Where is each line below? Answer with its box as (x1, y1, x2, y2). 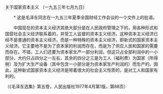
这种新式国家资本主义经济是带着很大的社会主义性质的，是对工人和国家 (13, 67, 154, 73)
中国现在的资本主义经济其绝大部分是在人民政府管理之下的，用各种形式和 (13, 25, 158, 31)
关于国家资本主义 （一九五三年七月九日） (5, 4, 87, 10)
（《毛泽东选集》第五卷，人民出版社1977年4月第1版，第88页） (5, 84, 129, 89)
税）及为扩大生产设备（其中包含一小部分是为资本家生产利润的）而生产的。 (5, 61, 154, 67)
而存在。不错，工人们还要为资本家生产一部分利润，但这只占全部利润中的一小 (5, 49, 158, 55)
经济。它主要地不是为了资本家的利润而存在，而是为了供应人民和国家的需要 (9, 43, 158, 48)
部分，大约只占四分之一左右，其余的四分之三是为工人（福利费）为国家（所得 (5, 55, 158, 61)
